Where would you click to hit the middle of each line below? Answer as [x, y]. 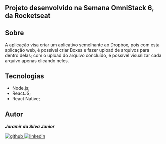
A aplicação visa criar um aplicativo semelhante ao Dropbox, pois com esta [82, 45]
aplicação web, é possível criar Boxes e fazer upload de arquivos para [77, 50]
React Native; [26, 99]
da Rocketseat [28, 16]
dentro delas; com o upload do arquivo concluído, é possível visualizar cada [83, 55]
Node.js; [21, 88]
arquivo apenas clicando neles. [37, 61]
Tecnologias [25, 76]
